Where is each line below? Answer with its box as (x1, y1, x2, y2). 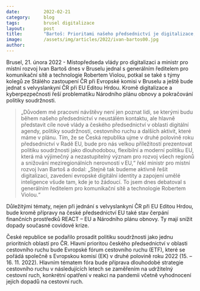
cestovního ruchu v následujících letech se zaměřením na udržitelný (6, 265, 173, 272)
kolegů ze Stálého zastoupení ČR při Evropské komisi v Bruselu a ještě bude (6, 77, 193, 84)
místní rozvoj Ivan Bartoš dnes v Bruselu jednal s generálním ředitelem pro (6, 65, 189, 72)
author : (6, 43, 26, 48)
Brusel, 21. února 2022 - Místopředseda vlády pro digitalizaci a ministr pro (6, 58, 189, 66)
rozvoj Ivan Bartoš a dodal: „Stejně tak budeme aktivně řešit (20, 165, 168, 172)
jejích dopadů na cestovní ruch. (6, 278, 84, 285)
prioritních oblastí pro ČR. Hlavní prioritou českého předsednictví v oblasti (6, 240, 188, 247)
